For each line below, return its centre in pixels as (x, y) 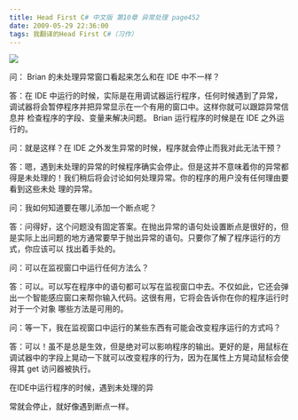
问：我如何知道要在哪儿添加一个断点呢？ (83, 208)
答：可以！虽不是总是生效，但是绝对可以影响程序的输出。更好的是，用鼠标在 (149, 346)
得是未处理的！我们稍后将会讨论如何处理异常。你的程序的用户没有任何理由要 (149, 178)
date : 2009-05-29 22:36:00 (59, 26)
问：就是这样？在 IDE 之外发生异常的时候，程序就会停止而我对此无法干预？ (146, 148)
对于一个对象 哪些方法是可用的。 (69, 309)
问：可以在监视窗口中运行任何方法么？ (79, 268)
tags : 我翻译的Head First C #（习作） (74, 34)
